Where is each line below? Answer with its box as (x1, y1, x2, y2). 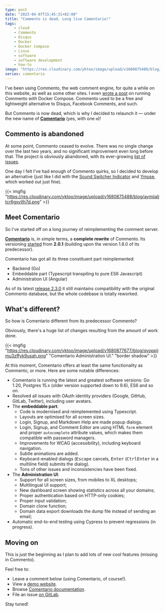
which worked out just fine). (5, 179, 62, 185)
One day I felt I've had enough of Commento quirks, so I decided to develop (5, 168, 159, 174)
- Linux (14, 48, 29, 53)
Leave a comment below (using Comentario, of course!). (12, 576, 127, 582)
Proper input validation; (19, 498, 67, 504)
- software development (14, 58, 63, 63)
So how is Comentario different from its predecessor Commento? (5, 318, 137, 324)
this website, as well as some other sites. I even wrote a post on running (5, 90, 151, 96)
